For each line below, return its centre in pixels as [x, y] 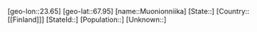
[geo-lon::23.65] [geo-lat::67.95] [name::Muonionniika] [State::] [111, 11]
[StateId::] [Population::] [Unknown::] [106, 20]
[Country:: [233, 11]
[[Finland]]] [26, 20]
